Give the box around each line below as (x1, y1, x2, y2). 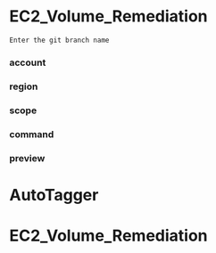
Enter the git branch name (9, 36, 110, 45)
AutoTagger (9, 184, 99, 205)
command (9, 127, 54, 140)
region (9, 80, 38, 93)
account (9, 56, 46, 69)
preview (9, 151, 46, 164)
